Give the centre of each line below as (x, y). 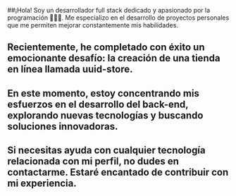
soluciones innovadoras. (63, 126)
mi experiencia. (42, 184)
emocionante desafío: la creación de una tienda (114, 58)
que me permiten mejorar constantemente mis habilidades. (93, 25)
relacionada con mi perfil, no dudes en (93, 161)
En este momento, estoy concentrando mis (103, 93)
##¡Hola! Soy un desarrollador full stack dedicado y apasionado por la (109, 10)
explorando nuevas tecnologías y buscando (105, 115)
